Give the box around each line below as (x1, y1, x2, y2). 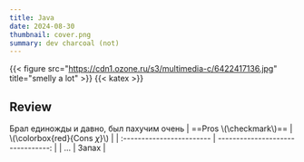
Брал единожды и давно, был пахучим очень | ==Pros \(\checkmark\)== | (9, 123, 293, 134)
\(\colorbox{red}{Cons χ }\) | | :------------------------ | (9, 133, 216, 144)
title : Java (9, 13, 54, 23)
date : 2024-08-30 (9, 22, 75, 31)
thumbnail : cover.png (9, 30, 92, 39)
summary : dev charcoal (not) (9, 38, 120, 48)
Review (9, 99, 53, 114)
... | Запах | (63, 142, 106, 154)
